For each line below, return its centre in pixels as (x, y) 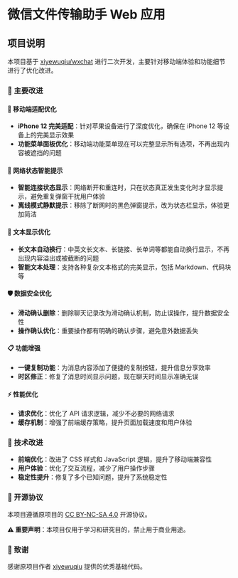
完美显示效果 (55, 135)
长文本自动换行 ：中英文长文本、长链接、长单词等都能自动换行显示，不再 (123, 249)
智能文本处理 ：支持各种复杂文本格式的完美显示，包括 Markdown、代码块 (124, 267)
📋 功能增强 (24, 348)
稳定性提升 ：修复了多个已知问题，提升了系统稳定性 (92, 477)
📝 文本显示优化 (29, 231)
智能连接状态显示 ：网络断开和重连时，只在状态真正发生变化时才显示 (117, 188)
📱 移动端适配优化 (32, 109)
